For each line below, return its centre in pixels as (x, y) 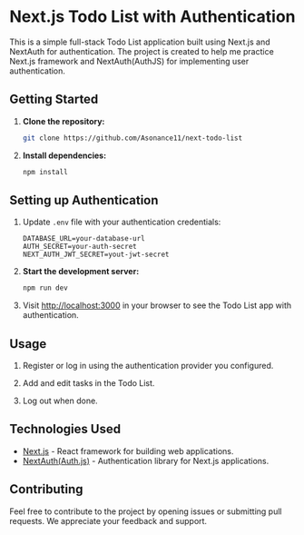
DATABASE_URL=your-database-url (83, 239)
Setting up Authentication (84, 200)
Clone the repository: (64, 121)
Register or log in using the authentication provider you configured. (148, 366)
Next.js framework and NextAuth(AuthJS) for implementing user (129, 61)
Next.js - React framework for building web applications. (128, 451)
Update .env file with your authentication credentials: (122, 222)
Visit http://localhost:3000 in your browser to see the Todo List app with (157, 305)
